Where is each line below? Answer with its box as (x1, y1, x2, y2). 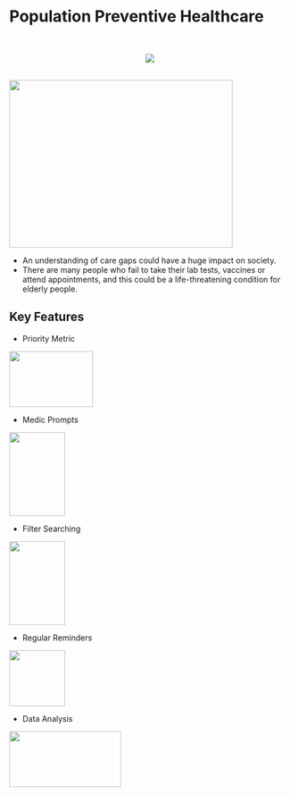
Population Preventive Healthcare (9, 6, 265, 27)
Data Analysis (21, 713, 73, 724)
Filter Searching (21, 523, 81, 534)
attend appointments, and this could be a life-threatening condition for (21, 274, 281, 284)
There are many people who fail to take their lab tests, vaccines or (21, 264, 266, 275)
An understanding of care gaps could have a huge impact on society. (21, 255, 277, 266)
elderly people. (21, 284, 79, 294)
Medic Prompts (21, 414, 79, 425)
